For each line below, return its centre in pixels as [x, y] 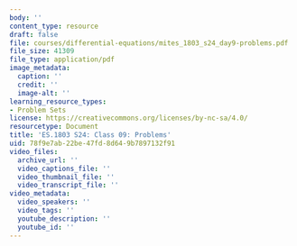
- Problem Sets [38, 110]
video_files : [34, 151]
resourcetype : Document [54, 127]
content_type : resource [54, 26]
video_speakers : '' [54, 202]
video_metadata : [40, 194]
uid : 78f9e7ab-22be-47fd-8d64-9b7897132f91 [93, 143]
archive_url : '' [48, 160]
